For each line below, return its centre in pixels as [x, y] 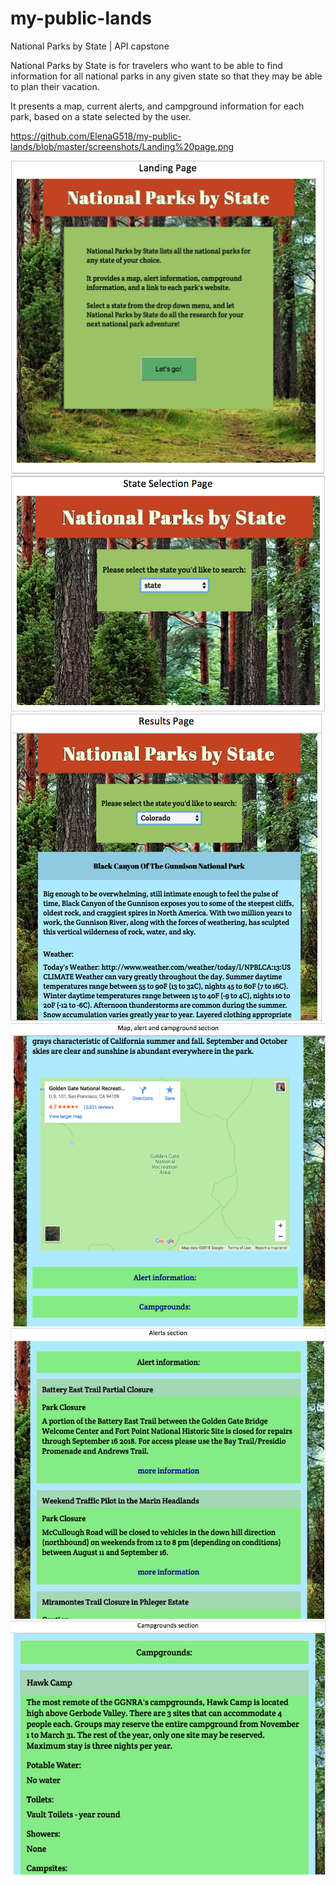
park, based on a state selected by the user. [101, 116]
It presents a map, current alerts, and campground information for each [157, 106]
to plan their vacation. [55, 86]
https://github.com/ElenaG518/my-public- [96, 136]
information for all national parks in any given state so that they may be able [166, 76]
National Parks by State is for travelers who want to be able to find [146, 65]
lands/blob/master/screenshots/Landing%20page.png [122, 146]
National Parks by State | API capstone [90, 46]
